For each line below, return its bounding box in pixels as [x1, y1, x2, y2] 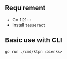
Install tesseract [12, 22, 45, 28]
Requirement [5, 4, 45, 12]
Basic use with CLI [5, 36, 62, 44]
